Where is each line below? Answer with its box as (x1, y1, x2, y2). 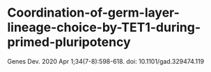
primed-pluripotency (7, 35, 131, 50)
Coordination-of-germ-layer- (7, 5, 180, 21)
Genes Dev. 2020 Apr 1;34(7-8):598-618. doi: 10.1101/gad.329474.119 (7, 57, 204, 65)
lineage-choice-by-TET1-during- (7, 19, 201, 35)
